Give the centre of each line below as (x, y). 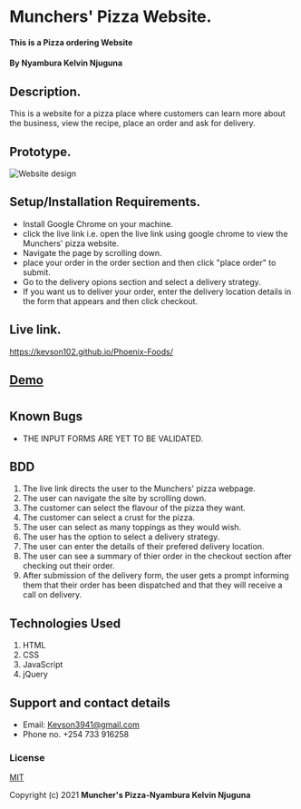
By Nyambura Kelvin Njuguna (66, 63)
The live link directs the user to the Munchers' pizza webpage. (139, 488)
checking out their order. (68, 566)
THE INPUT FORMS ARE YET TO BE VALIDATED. (113, 439)
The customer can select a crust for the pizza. (109, 518)
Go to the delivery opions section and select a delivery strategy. (141, 281)
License (27, 757)
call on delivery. (52, 595)
